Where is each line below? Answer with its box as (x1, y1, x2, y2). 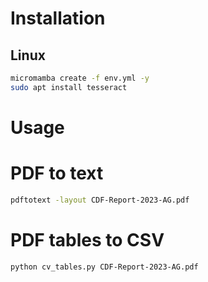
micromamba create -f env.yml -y (10, 73, 150, 83)
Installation (10, 7, 106, 30)
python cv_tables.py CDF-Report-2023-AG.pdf (10, 262, 199, 272)
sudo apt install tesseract (10, 82, 128, 92)
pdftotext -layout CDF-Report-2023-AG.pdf (10, 195, 190, 205)
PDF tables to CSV (10, 228, 165, 251)
